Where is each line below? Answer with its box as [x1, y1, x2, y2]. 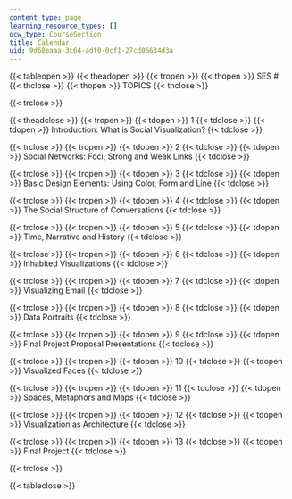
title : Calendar [9, 37, 70, 47]
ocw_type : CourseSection [9, 29, 102, 38]
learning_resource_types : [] [9, 21, 118, 30]
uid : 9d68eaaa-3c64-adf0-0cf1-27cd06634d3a [9, 46, 174, 55]
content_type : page [9, 12, 82, 22]
